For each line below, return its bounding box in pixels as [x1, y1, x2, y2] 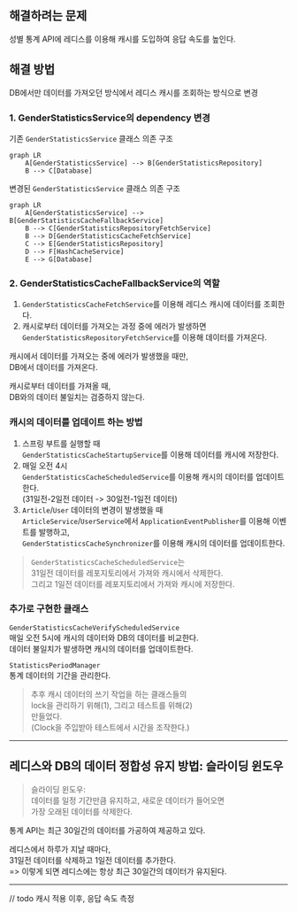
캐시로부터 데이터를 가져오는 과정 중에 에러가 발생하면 [21, 321, 207, 332]
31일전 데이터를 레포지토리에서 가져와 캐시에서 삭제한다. [30, 568, 224, 578]
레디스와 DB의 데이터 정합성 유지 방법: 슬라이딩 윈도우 [9, 759, 284, 774]
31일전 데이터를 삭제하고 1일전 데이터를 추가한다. [9, 854, 177, 865]
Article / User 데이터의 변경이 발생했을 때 [21, 504, 164, 515]
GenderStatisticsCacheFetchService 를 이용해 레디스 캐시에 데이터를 [21, 299, 263, 310]
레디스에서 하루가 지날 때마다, [9, 844, 111, 854]
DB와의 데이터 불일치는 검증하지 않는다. [9, 392, 146, 403]
